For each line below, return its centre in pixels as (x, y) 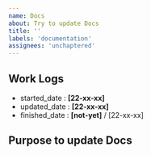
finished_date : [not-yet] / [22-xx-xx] (82, 115)
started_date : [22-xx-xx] (62, 98)
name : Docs (27, 16)
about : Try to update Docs (54, 23)
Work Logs (36, 79)
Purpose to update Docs (70, 141)
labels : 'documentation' (50, 38)
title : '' (25, 31)
